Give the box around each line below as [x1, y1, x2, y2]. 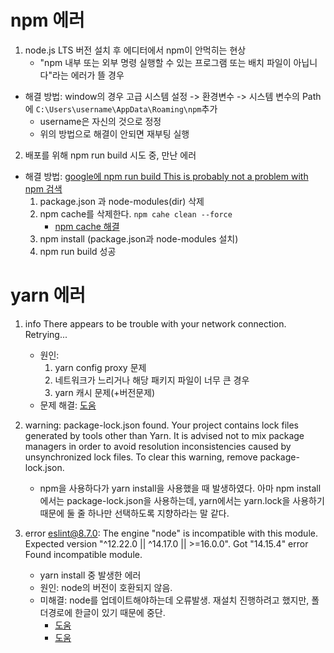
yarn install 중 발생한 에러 [39, 569, 142, 581]
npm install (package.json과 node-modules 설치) [39, 232, 239, 245]
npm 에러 [10, 9, 85, 32]
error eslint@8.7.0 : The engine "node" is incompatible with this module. [24, 527, 318, 539]
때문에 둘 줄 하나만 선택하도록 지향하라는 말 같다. [39, 507, 230, 519]
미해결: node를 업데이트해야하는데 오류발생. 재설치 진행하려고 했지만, [39, 594, 310, 606]
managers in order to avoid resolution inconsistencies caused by [24, 440, 292, 452]
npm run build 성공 [39, 245, 117, 257]
